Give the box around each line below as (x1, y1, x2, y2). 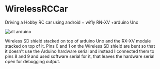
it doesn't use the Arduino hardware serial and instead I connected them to (5, 48, 155, 54)
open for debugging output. (5, 58, 61, 64)
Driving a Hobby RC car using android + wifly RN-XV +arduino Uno (5, 19, 139, 25)
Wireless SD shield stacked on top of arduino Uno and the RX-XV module (5, 38, 151, 44)
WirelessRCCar (5, 3, 68, 14)
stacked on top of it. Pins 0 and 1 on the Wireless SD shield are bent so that (5, 43, 155, 49)
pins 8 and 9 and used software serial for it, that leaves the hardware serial (5, 53, 155, 59)
